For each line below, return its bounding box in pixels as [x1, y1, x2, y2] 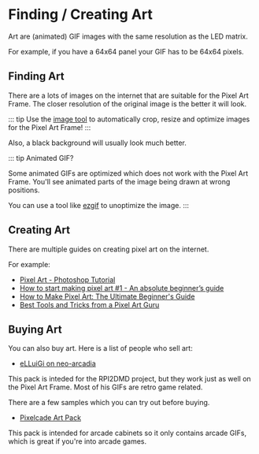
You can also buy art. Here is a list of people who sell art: [8, 344, 193, 353]
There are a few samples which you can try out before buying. [8, 398, 210, 407]
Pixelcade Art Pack [19, 413, 81, 422]
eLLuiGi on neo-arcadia [19, 359, 96, 368]
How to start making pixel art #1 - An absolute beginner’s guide [19, 283, 224, 292]
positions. [8, 185, 40, 195]
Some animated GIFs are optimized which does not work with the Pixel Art [8, 168, 249, 178]
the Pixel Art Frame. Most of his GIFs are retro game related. [8, 382, 203, 392]
